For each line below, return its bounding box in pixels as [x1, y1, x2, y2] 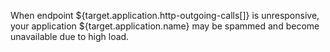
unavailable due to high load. [10, 31, 130, 42]
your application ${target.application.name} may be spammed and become [10, 20, 320, 32]
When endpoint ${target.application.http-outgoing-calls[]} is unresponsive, [10, 10, 320, 21]
